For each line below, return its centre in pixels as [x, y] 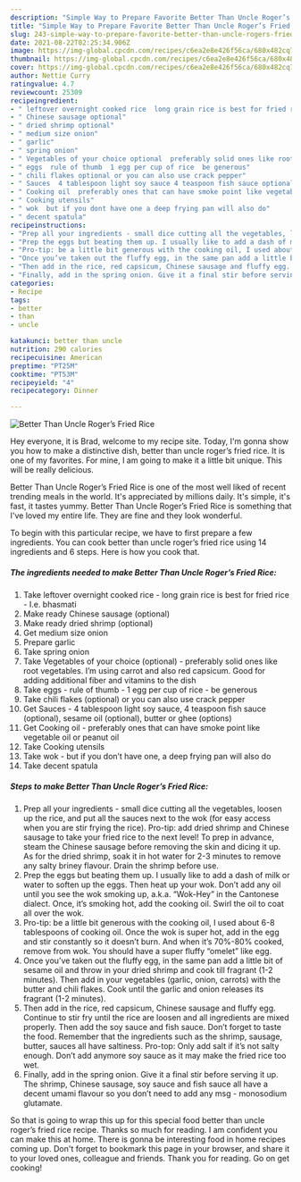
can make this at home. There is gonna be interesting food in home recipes [148, 1139]
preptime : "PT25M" [44, 366]
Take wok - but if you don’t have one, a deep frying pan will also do [147, 757]
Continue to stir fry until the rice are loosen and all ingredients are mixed [156, 1018]
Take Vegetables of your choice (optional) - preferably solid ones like [150, 661]
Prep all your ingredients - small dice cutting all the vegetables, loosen [152, 809]
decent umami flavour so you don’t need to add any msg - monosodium [155, 1094]
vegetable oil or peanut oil [71, 737]
